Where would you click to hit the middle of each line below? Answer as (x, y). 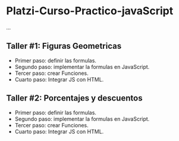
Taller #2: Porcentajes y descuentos (74, 98)
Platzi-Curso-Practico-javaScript (90, 11)
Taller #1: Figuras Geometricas (64, 46)
